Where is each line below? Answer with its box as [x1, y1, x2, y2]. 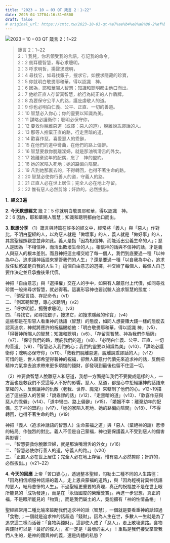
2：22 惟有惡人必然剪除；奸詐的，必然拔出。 [17, 186, 112, 193]
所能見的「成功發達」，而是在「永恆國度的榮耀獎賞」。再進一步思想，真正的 [5, 490, 160, 496]
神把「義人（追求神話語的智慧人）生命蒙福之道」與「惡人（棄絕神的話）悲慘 [5, 422, 165, 428]
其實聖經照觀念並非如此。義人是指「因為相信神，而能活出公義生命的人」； [5, 238, 158, 244]
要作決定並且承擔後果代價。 [5, 269, 63, 275]
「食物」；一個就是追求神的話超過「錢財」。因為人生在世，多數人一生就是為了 [5, 513, 165, 520]
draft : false [5, 17, 33, 22]
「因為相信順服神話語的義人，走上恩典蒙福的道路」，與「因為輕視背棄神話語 [5, 477, 163, 483]
